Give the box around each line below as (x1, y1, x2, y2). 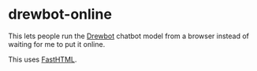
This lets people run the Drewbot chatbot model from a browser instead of (8, 31, 250, 41)
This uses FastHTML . (8, 55, 77, 64)
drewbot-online (8, 5, 113, 23)
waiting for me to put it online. (8, 39, 106, 48)
